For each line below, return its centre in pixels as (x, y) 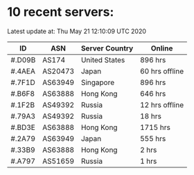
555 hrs (153, 138)
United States (103, 59)
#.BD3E (23, 127)
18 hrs (150, 116)
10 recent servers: (61, 12)
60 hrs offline (162, 71)
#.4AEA (23, 71)
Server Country (107, 48)
